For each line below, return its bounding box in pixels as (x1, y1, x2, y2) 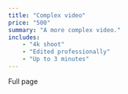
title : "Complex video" (8, 11, 86, 20)
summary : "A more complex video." (8, 26, 122, 34)
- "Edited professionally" (22, 48, 111, 56)
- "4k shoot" (22, 41, 65, 49)
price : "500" (8, 19, 51, 27)
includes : (8, 33, 41, 42)
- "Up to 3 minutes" (22, 56, 90, 63)
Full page (8, 76, 38, 86)
